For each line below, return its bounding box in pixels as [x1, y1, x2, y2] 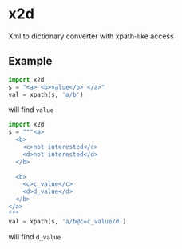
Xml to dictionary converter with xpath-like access [8, 31, 174, 41]
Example [8, 54, 53, 68]
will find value [8, 105, 54, 114]
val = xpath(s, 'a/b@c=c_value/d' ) [8, 217, 127, 225]
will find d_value [8, 231, 61, 241]
